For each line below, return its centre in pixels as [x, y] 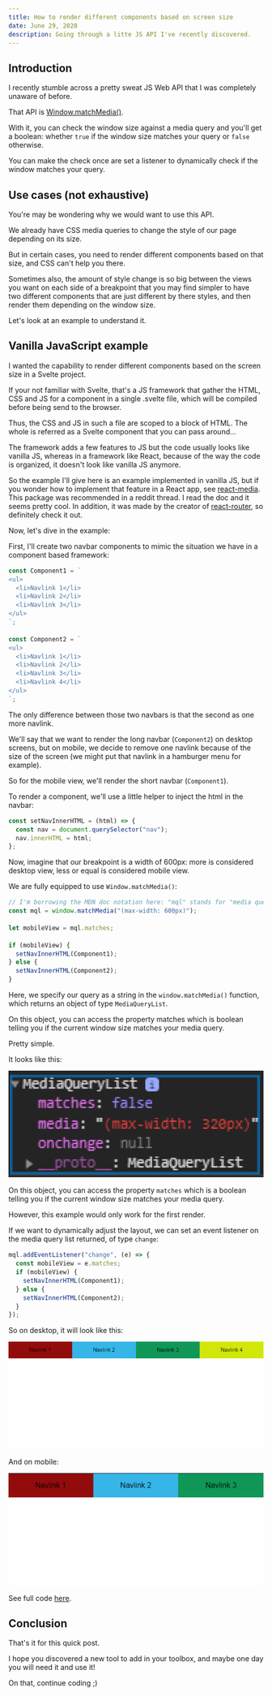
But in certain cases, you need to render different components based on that [136, 255]
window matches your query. [57, 170]
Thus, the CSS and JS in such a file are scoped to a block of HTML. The [128, 423]
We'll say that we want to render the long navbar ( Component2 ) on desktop [131, 739]
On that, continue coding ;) [53, 1683]
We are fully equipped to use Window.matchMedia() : [93, 887]
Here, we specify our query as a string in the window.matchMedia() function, [134, 995]
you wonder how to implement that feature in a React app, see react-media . [134, 489]
